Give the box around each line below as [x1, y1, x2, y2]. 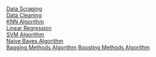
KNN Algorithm [6, 18, 44, 25]
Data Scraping [6, 5, 43, 12]
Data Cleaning [6, 12, 42, 19]
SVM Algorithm [6, 31, 44, 38]
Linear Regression [6, 24, 52, 32]
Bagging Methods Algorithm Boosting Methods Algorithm [6, 44, 151, 51]
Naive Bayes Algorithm [6, 38, 64, 44]
